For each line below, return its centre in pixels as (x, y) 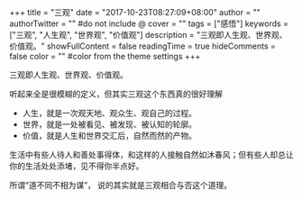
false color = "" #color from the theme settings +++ (105, 56)
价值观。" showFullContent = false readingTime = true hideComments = (143, 46)
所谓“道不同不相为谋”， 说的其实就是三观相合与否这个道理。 (121, 185)
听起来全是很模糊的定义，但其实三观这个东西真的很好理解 (116, 94)
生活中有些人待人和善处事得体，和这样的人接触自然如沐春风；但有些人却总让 (151, 154)
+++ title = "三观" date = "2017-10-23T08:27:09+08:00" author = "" (135, 12)
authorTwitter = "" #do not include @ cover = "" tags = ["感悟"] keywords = (149, 23)
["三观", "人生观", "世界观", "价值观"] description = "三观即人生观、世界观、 (148, 35)
